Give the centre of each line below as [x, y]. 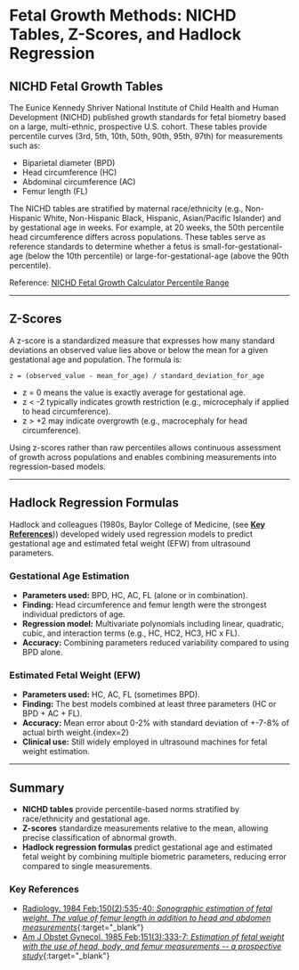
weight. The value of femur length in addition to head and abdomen [146, 918]
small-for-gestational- [242, 247]
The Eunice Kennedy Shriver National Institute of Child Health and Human [144, 107]
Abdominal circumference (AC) [79, 182]
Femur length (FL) [55, 191]
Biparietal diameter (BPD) [69, 163]
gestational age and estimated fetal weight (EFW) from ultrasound [130, 543]
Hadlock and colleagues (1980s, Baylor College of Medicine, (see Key [137, 524]
